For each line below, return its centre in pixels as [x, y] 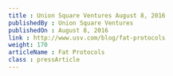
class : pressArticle [44, 60]
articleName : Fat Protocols [57, 52]
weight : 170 [28, 45]
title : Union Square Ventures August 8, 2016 [87, 15]
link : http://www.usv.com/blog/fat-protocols [87, 38]
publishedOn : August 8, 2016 [59, 30]
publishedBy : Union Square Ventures [71, 23]
